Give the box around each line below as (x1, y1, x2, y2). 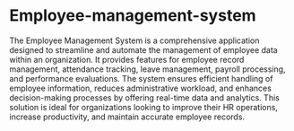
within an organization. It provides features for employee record (9, 54, 245, 65)
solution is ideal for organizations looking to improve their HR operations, (9, 101, 278, 112)
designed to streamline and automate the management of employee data (9, 44, 278, 55)
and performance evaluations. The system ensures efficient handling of (9, 73, 273, 83)
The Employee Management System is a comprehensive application (9, 35, 260, 46)
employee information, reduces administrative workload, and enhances (9, 83, 272, 93)
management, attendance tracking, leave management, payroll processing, (9, 64, 286, 74)
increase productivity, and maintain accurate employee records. (9, 111, 245, 122)
